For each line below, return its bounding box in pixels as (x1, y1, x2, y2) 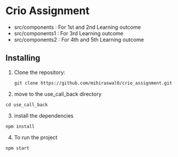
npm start (5, 145, 30, 151)
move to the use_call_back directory (14, 90, 102, 98)
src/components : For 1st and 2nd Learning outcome (14, 24, 142, 31)
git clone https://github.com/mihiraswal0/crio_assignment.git (14, 80, 173, 86)
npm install (5, 123, 35, 129)
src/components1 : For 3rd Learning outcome (14, 29, 124, 36)
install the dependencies (14, 112, 74, 119)
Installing (5, 53, 41, 63)
